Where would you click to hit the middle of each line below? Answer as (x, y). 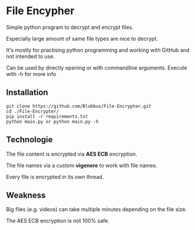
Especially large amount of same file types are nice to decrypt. (82, 38)
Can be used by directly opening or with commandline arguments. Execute (97, 68)
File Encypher (40, 11)
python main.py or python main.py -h (52, 121)
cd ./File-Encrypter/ (33, 111)
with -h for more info (31, 74)
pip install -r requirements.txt (47, 116)
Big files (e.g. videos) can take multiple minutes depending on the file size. (97, 209)
